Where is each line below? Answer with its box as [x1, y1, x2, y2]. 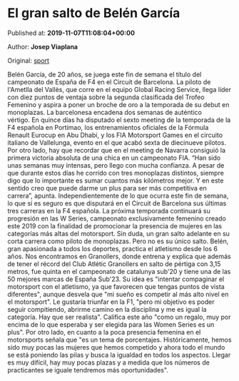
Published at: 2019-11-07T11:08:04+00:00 [7, 29, 136, 37]
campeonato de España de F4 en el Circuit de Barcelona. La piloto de [7, 77, 211, 86]
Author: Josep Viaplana [7, 42, 78, 51]
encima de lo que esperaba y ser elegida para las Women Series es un [7, 320, 215, 329]
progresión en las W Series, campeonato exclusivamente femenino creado [7, 214, 226, 223]
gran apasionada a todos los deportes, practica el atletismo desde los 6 [7, 244, 218, 253]
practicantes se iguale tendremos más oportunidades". [7, 365, 169, 374]
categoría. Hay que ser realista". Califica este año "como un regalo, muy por [7, 313, 231, 321]
